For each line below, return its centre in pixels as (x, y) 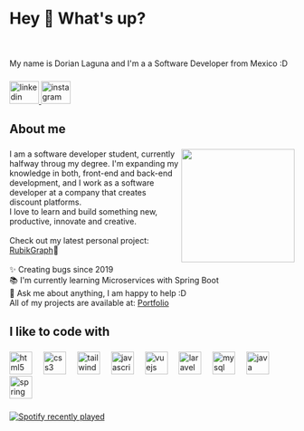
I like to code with (60, 331)
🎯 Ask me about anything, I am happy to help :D (98, 293)
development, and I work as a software (82, 183)
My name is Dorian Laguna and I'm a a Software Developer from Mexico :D (148, 63)
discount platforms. (46, 202)
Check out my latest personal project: (79, 241)
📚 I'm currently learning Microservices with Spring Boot (114, 281)
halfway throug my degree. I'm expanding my (94, 164)
